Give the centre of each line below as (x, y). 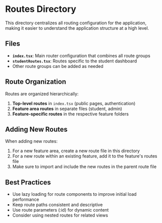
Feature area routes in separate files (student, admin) (67, 109)
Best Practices (28, 182)
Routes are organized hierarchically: (42, 94)
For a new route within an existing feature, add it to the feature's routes (85, 156)
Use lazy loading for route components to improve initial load (75, 194)
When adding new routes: (31, 141)
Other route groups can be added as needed (58, 66)
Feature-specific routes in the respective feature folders (70, 114)
